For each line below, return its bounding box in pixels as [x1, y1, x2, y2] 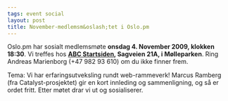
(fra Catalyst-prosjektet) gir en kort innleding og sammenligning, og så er [7, 79, 220, 87]
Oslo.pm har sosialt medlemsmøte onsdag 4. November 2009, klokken [7, 43, 215, 51]
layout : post [7, 17, 46, 24]
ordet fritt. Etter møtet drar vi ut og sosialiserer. [7, 86, 144, 95]
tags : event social [7, 10, 65, 18]
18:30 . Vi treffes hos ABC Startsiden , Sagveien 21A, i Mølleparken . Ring [7, 50, 219, 58]
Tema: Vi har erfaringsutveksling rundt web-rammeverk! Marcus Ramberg [7, 71, 222, 79]
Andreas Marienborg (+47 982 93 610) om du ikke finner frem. [7, 58, 189, 66]
